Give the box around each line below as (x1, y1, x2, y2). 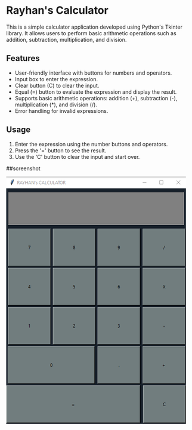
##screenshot (6, 165, 41, 172)
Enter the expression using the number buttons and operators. (14, 140, 168, 148)
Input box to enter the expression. (14, 75, 98, 82)
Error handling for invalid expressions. (14, 107, 109, 114)
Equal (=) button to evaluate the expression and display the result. (14, 88, 177, 96)
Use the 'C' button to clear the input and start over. (14, 153, 140, 160)
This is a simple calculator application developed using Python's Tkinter (6, 23, 183, 30)
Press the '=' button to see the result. (14, 147, 107, 154)
